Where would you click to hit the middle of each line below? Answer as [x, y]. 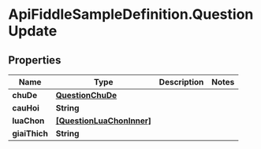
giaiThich [30, 133]
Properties [35, 60]
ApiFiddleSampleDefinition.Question [131, 15]
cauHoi [26, 108]
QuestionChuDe [86, 95]
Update [33, 31]
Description [181, 82]
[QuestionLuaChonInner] [104, 121]
